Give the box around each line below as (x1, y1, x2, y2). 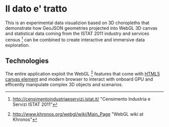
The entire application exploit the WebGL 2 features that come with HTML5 (5, 70, 160, 77)
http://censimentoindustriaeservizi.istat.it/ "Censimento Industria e (12, 96, 151, 102)
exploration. (5, 42, 30, 48)
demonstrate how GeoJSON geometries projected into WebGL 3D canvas (5, 25, 157, 31)
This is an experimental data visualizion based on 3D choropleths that (5, 20, 150, 26)
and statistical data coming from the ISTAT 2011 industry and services (5, 30, 149, 36)
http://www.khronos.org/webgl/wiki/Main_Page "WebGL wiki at (12, 111, 144, 117)
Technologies (5, 56, 49, 65)
